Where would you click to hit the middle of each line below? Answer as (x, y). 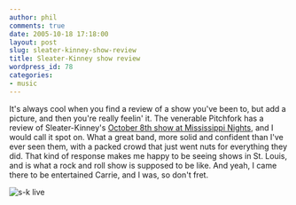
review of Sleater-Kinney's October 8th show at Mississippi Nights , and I (141, 127)
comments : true (37, 26)
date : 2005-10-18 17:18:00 (59, 34)
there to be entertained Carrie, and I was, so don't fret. (109, 175)
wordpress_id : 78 (41, 67)
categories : (31, 75)
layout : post (33, 42)
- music (23, 83)
